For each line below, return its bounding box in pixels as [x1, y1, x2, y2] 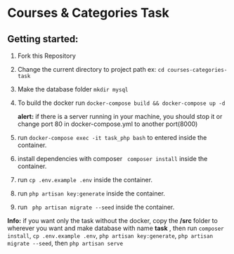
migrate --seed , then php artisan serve [7, 239, 124, 247]
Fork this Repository [17, 51, 76, 60]
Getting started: [7, 33, 79, 45]
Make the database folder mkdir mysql [17, 85, 129, 93]
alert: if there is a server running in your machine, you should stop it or [17, 113, 223, 120]
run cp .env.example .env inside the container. [17, 176, 153, 184]
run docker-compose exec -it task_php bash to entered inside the [17, 134, 207, 141]
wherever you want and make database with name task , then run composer [7, 224, 224, 232]
